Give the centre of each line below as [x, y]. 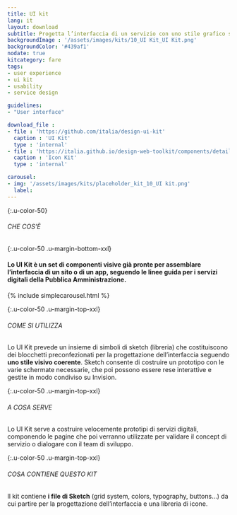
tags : [15, 66]
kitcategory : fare [34, 60]
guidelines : [25, 106]
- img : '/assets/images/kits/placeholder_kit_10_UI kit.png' [99, 184]
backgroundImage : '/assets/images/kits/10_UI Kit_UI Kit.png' [102, 40]
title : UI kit [28, 14]
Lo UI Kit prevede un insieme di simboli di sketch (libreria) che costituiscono [117, 347]
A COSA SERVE [30, 407]
